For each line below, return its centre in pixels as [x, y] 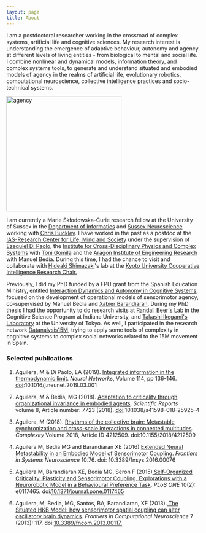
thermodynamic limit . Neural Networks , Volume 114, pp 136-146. [96, 378]
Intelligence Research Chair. [42, 272]
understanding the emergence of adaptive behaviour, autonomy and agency [102, 48]
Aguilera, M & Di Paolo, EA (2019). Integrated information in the [95, 372]
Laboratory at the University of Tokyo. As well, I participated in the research [102, 323]
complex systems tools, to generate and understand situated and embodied [102, 68]
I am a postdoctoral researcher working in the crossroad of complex [92, 35]
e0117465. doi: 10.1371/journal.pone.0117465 [70, 491]
